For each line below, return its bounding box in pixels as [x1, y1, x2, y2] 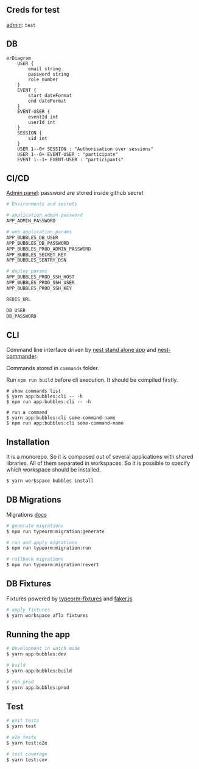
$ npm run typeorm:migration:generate [6, 528, 105, 534]
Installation [6, 437, 50, 447]
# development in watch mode [6, 646, 80, 652]
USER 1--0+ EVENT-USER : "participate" [17, 151, 119, 158]
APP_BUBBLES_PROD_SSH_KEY [6, 285, 72, 291]
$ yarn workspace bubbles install [6, 478, 94, 484]
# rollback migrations [6, 556, 64, 563]
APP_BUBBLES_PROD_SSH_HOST [6, 274, 75, 280]
